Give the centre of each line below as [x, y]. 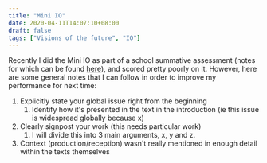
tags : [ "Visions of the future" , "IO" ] [75, 38]
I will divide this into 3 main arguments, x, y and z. [114, 135]
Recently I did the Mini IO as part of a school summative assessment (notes [132, 60]
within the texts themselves [65, 152]
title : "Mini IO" [37, 16]
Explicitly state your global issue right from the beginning [113, 101]
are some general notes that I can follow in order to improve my [112, 77]
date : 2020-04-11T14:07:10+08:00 [64, 23]
